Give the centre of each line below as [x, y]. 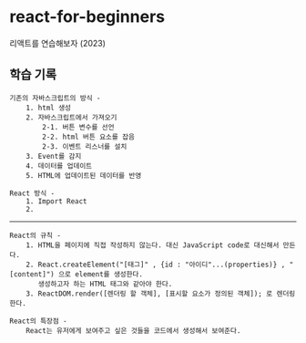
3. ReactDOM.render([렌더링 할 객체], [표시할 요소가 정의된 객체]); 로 [149, 294]
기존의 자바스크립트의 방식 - [55, 98]
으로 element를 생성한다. [101, 274]
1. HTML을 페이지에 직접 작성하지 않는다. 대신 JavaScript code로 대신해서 [153, 245]
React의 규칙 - [36, 235]
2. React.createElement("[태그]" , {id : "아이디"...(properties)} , [156, 265]
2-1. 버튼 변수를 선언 [78, 127]
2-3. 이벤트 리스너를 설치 [85, 146]
